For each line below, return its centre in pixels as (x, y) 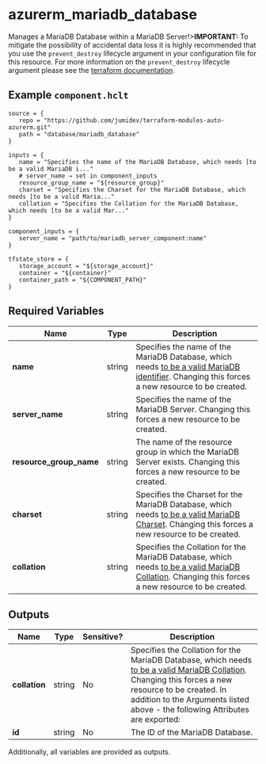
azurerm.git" (30, 127)
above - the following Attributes (190, 709)
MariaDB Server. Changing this (193, 409)
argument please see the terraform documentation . (92, 70)
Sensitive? (103, 637)
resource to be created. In (179, 690)
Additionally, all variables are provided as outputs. (89, 752)
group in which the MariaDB (188, 452)
